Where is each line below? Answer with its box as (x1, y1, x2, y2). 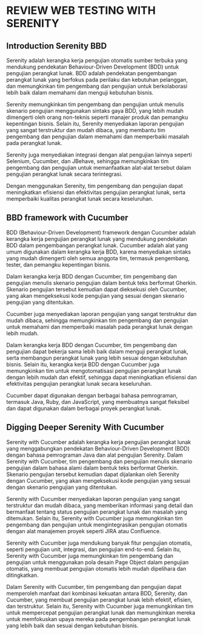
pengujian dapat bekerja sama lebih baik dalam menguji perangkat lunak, (6, 348, 189, 355)
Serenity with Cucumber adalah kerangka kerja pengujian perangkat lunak (6, 438, 191, 446)
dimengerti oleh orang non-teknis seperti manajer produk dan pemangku (6, 113, 188, 121)
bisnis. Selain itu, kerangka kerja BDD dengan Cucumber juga (6, 360, 159, 368)
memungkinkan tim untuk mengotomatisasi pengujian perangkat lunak (6, 367, 182, 374)
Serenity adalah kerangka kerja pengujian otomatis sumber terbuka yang (6, 57, 188, 64)
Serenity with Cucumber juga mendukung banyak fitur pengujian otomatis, (6, 539, 192, 546)
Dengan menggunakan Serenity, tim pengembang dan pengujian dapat (6, 183, 183, 189)
